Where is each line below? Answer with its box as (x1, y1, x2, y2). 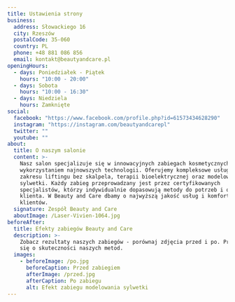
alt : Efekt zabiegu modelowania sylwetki (25, 284, 149, 291)
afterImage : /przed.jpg (25, 270, 96, 277)
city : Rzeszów (13, 29, 55, 37)
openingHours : (7, 62, 49, 69)
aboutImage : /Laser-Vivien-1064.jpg (13, 212, 120, 219)
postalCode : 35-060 (13, 36, 71, 43)
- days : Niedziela (13, 95, 68, 102)
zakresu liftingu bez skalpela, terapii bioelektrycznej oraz (20, 173, 205, 180)
